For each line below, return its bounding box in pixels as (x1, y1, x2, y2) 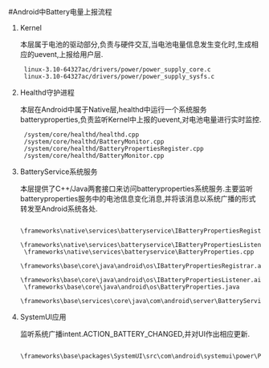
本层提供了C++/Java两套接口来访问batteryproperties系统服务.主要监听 (19, 184, 253, 193)
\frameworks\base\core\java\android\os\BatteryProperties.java (23, 283, 240, 291)
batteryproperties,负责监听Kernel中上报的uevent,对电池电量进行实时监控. (19, 115, 262, 124)
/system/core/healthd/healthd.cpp (23, 131, 140, 139)
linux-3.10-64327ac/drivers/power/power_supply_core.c (23, 66, 211, 74)
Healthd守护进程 (19, 87, 75, 97)
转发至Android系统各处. (19, 204, 98, 213)
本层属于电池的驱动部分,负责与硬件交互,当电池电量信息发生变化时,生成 (19, 39, 251, 49)
